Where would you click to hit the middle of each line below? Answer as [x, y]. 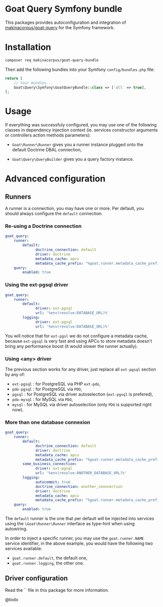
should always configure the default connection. [54, 214]
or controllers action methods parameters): [48, 135]
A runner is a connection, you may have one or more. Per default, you [74, 208]
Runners [18, 197]
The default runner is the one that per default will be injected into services [80, 518]
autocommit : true [53, 482]
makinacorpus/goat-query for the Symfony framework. [60, 27]
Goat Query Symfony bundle [64, 9]
